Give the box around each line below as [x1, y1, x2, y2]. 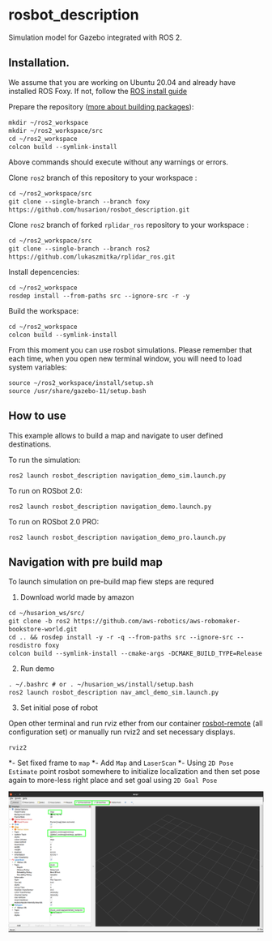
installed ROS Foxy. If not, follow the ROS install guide [8, 86, 188, 96]
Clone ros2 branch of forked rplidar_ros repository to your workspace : [8, 220, 249, 229]
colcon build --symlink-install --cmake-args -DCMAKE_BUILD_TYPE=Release [8, 650, 263, 658]
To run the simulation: [8, 455, 81, 464]
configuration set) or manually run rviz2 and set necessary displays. [8, 727, 236, 737]
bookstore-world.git [8, 626, 79, 634]
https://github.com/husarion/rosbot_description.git [8, 205, 190, 214]
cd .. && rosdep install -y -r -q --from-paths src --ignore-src [8, 634, 233, 642]
